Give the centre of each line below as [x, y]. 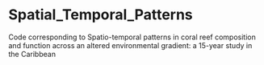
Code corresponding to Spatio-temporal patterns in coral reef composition [132, 37]
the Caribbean [32, 54]
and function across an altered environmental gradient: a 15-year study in [130, 45]
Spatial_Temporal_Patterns [101, 15]
